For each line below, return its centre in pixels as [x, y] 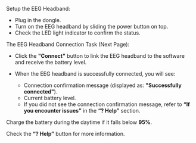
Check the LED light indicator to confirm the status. [78, 33]
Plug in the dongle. [38, 20]
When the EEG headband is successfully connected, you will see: [95, 74]
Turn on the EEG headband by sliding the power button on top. [91, 27]
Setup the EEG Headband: [38, 9]
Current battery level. [50, 98]
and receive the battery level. [51, 62]
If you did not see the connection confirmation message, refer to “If [107, 104]
